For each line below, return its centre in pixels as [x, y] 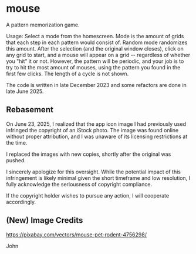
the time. [17, 142]
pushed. [16, 160]
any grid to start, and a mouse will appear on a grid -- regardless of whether [98, 55]
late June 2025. [25, 91]
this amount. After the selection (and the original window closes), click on [95, 48]
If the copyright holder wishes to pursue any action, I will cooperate [87, 195]
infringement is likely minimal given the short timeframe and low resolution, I [98, 178]
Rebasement [30, 110]
